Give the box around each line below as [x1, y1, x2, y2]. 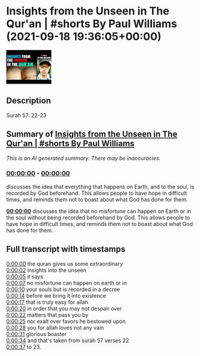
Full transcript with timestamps [6, 244, 126, 254]
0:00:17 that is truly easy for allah [6, 298, 88, 305]
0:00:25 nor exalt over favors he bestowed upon [6, 318, 126, 325]
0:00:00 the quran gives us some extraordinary [6, 260, 123, 267]
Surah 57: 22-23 [6, 111, 47, 118]
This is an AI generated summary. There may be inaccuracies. [6, 155, 161, 162]
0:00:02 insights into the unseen [6, 266, 86, 274]
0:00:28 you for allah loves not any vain [6, 324, 104, 331]
